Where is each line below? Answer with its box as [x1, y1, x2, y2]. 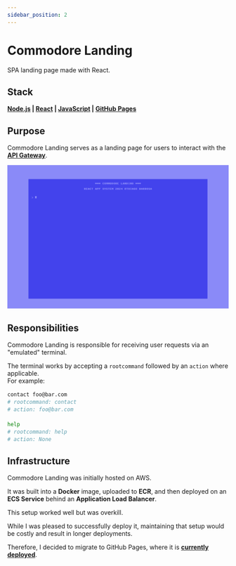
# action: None [7, 435, 52, 442]
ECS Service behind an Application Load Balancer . [7, 495, 157, 504]
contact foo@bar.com [7, 391, 68, 398]
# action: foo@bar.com [7, 406, 74, 414]
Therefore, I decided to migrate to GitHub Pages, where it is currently [7, 543, 209, 551]
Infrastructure [7, 455, 70, 467]
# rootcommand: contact [7, 399, 77, 406]
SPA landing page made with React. [7, 65, 111, 74]
